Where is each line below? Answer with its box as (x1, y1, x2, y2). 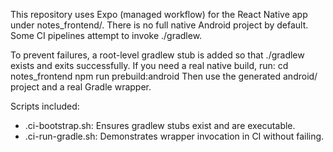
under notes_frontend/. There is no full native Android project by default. (10, 19, 309, 31)
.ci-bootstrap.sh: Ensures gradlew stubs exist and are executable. (24, 120, 296, 131)
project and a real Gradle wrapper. (10, 81, 152, 93)
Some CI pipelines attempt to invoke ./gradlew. (10, 30, 203, 41)
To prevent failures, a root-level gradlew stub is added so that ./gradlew (10, 49, 305, 61)
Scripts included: (10, 100, 80, 112)
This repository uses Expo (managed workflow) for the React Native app (10, 9, 308, 20)
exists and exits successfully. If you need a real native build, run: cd (10, 60, 289, 71)
